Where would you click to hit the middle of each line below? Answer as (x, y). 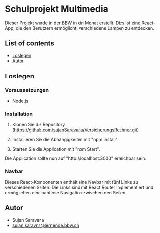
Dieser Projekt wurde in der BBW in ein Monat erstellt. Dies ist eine (73, 23)
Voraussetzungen (27, 90)
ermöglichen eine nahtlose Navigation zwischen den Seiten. (66, 193)
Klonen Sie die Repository (39, 124)
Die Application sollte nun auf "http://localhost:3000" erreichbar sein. (76, 158)
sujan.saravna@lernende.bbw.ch (45, 225)
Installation (19, 114)
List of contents (30, 44)
